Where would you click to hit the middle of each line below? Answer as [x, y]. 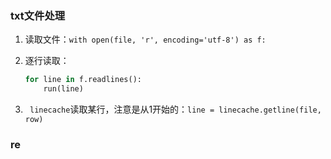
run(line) [63, 89]
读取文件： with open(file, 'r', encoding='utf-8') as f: [145, 39]
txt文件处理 [38, 15]
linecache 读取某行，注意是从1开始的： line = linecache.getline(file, [175, 109]
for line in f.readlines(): [83, 80]
